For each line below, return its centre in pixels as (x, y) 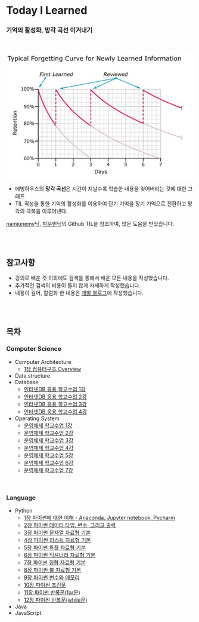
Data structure (32, 376)
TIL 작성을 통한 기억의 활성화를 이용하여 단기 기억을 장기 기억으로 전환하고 (100, 204)
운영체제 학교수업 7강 (48, 470)
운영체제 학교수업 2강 (48, 433)
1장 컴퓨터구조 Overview (52, 369)
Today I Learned (47, 10)
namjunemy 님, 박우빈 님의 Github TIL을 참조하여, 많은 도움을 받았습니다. (90, 224)
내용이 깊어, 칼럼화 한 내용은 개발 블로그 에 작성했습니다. (79, 293)
